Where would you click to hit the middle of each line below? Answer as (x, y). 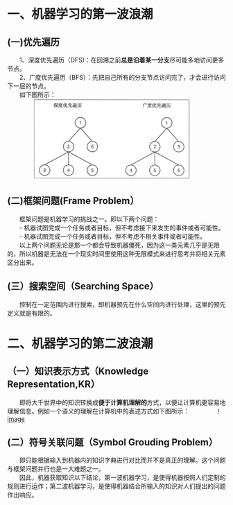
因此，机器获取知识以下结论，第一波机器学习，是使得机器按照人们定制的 (123, 478)
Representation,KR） (54, 385)
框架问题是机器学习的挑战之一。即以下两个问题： (89, 219)
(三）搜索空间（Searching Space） (83, 286)
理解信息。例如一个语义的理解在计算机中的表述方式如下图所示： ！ (114, 411)
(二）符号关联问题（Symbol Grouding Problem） (113, 442)
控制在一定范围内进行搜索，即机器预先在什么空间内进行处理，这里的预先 (123, 304)
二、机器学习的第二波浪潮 (80, 343)
